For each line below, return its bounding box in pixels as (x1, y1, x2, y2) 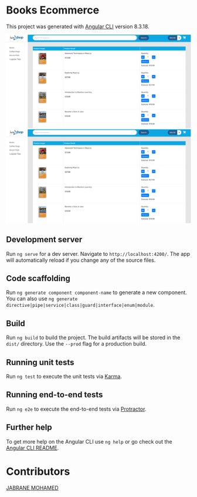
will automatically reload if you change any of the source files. (6, 256, 156, 263)
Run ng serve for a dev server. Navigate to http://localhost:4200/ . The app (6, 250, 191, 257)
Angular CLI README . (6, 444, 59, 451)
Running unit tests (6, 357, 74, 367)
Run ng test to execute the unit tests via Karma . (6, 373, 122, 380)
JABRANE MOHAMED (6, 484, 59, 491)
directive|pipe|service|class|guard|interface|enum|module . (6, 302, 155, 309)
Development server (6, 235, 83, 245)
